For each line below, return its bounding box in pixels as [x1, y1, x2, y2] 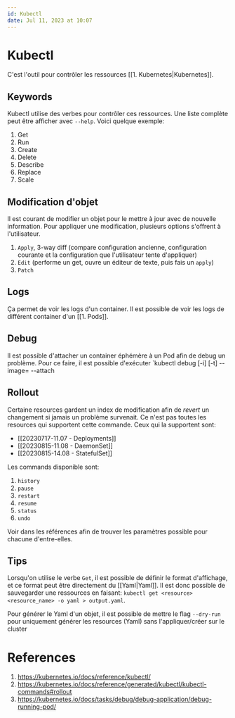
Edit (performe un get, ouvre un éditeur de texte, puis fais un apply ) [17, 258, 214, 267]
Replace [17, 168, 41, 177]
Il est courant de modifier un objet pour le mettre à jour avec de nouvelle [7, 215, 216, 223]
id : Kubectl [7, 10, 42, 18]
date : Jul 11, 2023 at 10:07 [7, 17, 93, 24]
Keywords [7, 91, 53, 103]
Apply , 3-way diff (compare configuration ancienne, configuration [17, 244, 207, 252]
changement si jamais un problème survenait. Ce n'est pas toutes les [7, 412, 207, 421]
